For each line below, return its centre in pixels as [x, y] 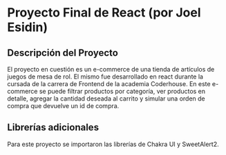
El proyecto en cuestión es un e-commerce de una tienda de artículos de [111, 69]
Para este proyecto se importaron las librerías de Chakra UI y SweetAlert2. [113, 144]
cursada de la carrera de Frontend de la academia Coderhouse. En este [109, 84]
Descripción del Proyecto [63, 53]
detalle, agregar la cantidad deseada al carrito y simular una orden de [106, 99]
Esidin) [28, 27]
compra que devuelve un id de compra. [63, 106]
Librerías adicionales [53, 128]
